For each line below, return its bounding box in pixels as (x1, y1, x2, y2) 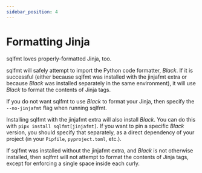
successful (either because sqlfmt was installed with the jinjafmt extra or (6, 73, 187, 80)
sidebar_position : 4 (6, 8, 59, 15)
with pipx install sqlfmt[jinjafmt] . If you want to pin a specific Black (6, 122, 184, 129)
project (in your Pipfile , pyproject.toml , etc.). (6, 135, 122, 142)
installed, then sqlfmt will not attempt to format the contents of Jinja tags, (6, 153, 189, 160)
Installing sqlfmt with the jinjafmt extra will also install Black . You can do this (6, 116, 195, 123)
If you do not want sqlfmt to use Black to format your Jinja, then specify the (6, 97, 195, 105)
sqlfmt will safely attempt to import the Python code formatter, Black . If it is (6, 67, 194, 74)
